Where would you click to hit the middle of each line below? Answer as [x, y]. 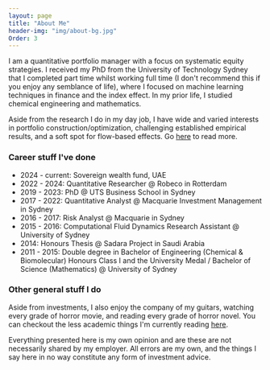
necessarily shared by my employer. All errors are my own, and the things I [132, 348]
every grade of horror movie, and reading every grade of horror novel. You [132, 315]
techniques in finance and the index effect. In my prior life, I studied [120, 95]
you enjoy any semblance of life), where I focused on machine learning [126, 87]
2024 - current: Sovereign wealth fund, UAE [93, 175]
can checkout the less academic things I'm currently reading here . [118, 324]
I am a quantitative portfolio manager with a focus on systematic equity [126, 61]
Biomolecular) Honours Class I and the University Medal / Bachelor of [135, 260]
